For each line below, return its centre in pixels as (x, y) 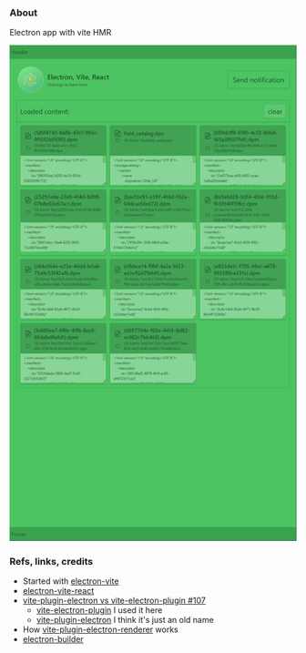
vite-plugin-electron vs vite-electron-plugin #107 (114, 600)
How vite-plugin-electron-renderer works (101, 629)
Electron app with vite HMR (61, 33)
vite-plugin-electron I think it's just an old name (125, 619)
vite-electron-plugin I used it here (99, 610)
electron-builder (53, 638)
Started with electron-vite (71, 581)
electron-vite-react (58, 590)
